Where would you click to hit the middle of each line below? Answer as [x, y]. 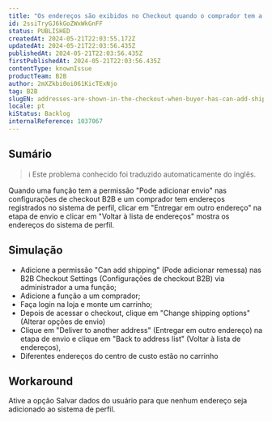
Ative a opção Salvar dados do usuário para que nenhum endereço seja [128, 401]
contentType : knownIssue [50, 69]
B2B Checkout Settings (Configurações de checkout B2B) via [122, 278]
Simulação [36, 251]
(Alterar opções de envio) [63, 322]
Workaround [41, 381]
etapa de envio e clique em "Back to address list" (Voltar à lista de [130, 339]
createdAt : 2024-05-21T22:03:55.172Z [72, 38]
